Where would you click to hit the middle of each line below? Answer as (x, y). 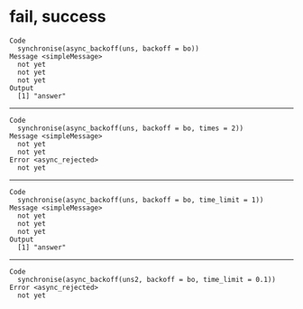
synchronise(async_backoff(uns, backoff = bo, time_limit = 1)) (141, 200)
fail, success (58, 17)
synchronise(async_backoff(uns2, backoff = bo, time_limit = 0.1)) (147, 279)
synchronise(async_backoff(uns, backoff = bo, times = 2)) (131, 128)
